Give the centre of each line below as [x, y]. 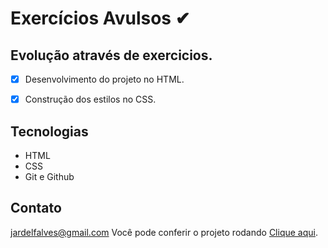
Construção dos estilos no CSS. [90, 99]
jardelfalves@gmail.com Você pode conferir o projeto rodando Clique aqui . [164, 232]
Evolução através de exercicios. [111, 55]
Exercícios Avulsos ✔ [100, 18]
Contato [36, 208]
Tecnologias [49, 131]
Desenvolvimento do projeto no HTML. [104, 79]
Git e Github [49, 176]
